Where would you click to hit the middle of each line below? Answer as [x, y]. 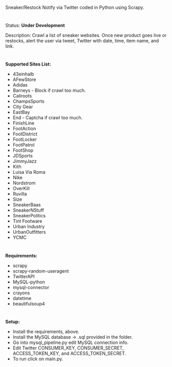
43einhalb [23, 74]
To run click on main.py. [38, 359]
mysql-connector [31, 287]
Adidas [20, 85]
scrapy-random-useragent [41, 271]
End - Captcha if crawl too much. [48, 118]
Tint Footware [27, 221]
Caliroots [22, 96]
